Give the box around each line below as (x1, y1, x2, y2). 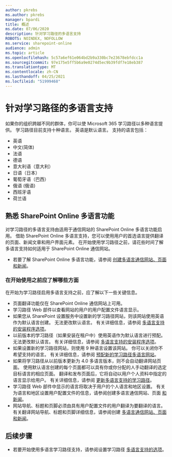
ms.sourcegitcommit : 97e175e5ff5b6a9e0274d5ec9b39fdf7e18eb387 (5, 60, 143, 65)
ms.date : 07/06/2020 (5, 27, 50, 32)
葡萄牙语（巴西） (12, 176, 49, 182)
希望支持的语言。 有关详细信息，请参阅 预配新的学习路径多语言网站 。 (12, 351, 159, 357)
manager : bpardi (5, 17, 40, 22)
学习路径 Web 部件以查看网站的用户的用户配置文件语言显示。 (12, 307, 142, 313)
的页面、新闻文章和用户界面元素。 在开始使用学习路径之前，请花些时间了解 (5, 239, 164, 245)
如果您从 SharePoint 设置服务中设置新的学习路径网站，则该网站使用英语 (12, 313, 164, 319)
